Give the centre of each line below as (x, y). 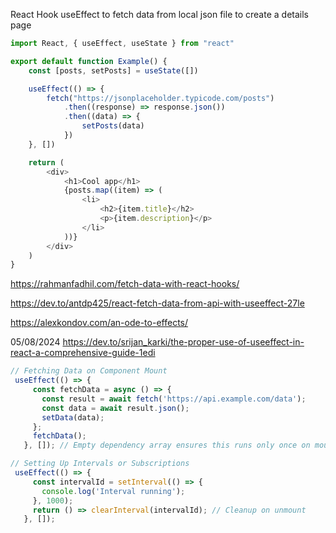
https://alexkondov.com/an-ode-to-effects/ (99, 323)
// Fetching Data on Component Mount (89, 371)
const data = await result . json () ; (115, 408)
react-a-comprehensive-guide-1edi (83, 353)
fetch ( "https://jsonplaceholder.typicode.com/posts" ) (160, 98)
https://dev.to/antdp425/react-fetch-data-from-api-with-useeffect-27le (157, 303)
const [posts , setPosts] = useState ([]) (113, 70)
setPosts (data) (113, 126)
